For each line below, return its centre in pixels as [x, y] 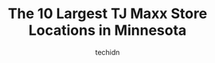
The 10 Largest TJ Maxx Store [107, 14]
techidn [107, 52]
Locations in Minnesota [107, 30]
